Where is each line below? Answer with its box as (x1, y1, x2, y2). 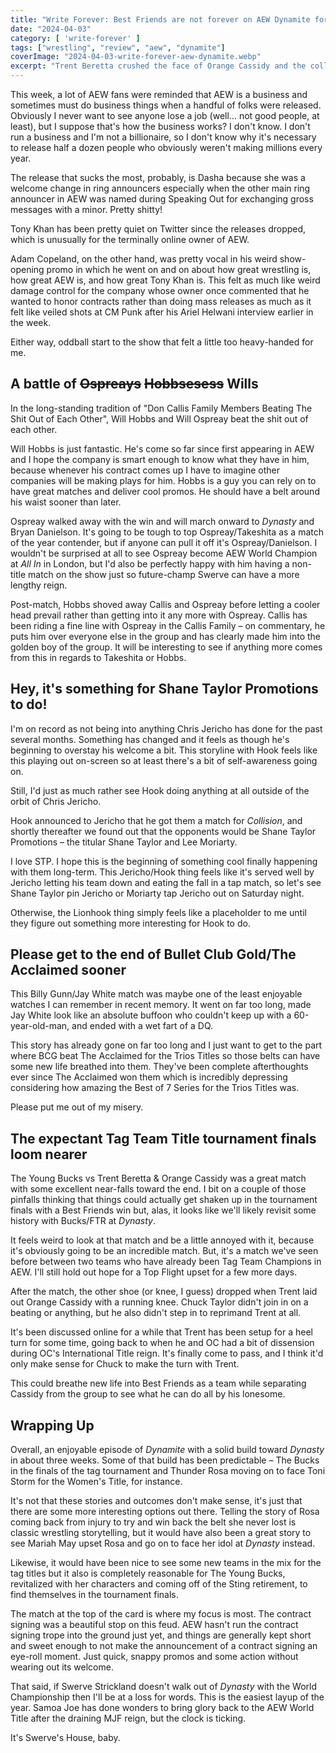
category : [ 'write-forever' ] (10, 33, 141, 43)
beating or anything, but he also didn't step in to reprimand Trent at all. (10, 1307, 302, 1319)
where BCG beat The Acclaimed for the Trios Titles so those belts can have (10, 1050, 321, 1062)
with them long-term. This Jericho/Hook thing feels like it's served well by (10, 866, 315, 878)
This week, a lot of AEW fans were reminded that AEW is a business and (10, 89, 308, 100)
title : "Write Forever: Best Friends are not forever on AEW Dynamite (10, 14, 311, 25)
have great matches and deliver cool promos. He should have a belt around (10, 485, 320, 497)
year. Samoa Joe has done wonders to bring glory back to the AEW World (10, 1702, 315, 1714)
